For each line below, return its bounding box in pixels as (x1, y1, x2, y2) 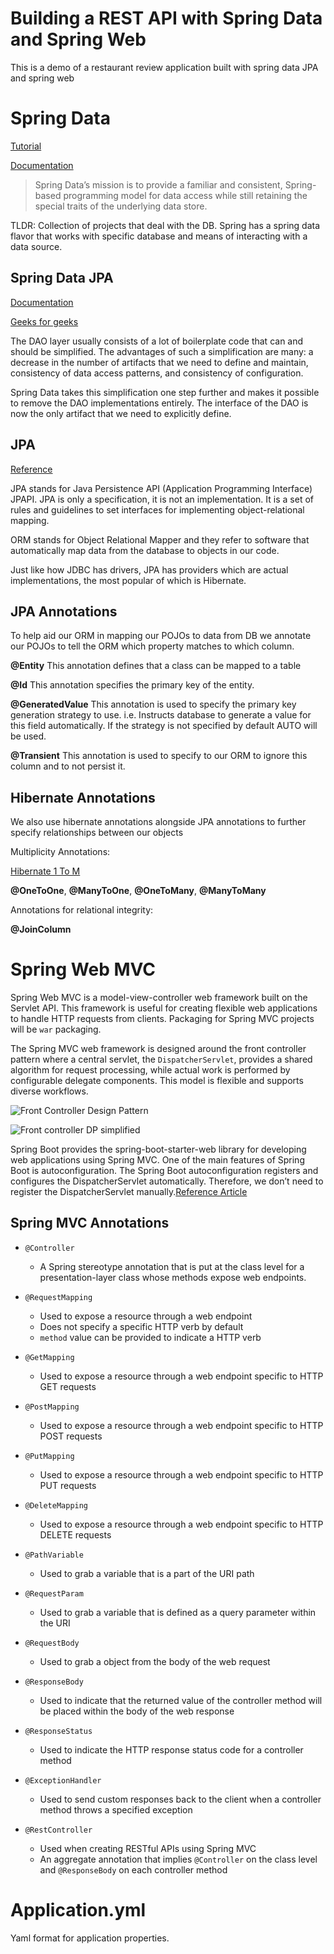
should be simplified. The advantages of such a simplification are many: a (10, 345, 314, 357)
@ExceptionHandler (24, 1775, 102, 1786)
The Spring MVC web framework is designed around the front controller (10, 1043, 307, 1055)
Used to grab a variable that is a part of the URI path (39, 1567, 255, 1579)
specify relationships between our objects (10, 827, 184, 839)
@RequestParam (24, 1588, 84, 1599)
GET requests (39, 1380, 97, 1392)
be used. (10, 730, 47, 742)
